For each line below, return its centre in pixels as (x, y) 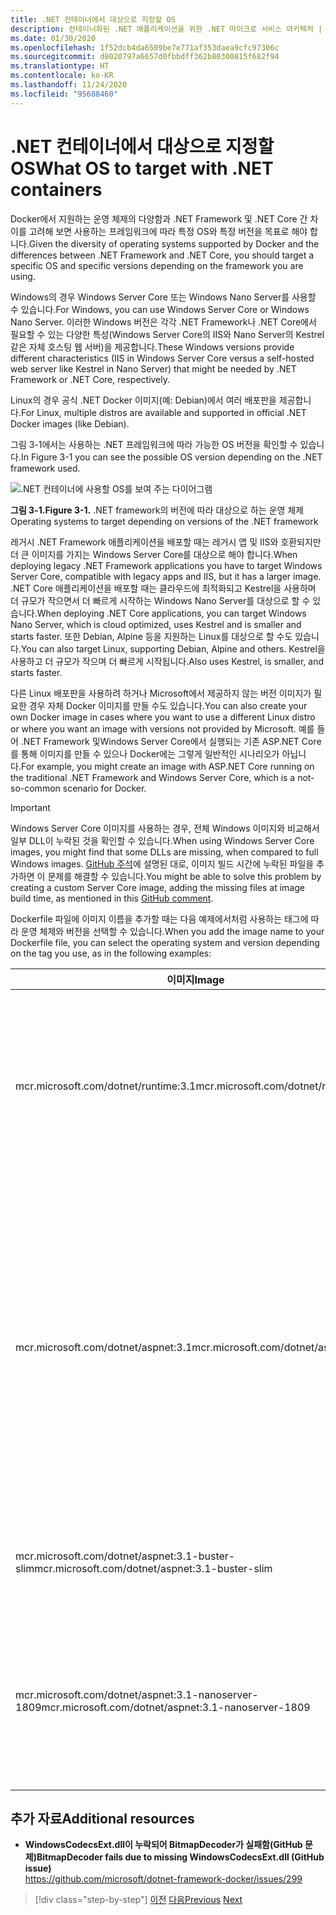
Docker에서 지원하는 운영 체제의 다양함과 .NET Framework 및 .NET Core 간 (159, 218)
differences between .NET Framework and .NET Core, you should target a (162, 255)
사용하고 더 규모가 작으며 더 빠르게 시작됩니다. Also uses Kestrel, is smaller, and (167, 661)
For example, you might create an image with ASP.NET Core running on (167, 766)
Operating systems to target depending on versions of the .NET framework (164, 521)
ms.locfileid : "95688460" (64, 94)
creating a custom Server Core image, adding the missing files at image (157, 887)
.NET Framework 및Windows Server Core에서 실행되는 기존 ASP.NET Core (171, 741)
